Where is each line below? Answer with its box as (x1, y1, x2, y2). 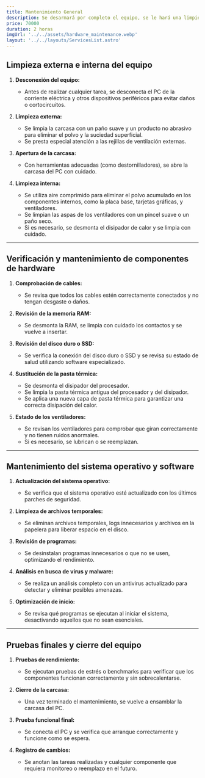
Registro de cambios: (15, 746, 71, 754)
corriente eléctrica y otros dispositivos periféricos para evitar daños (24, 94, 195, 101)
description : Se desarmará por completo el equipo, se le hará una (6, 15, 182, 21)
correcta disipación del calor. (24, 401, 98, 409)
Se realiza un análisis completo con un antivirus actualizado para (24, 580, 187, 587)
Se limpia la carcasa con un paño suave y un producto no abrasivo (24, 125, 192, 132)
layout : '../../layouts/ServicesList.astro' (6, 37, 121, 43)
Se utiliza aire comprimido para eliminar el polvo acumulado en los (24, 191, 192, 198)
